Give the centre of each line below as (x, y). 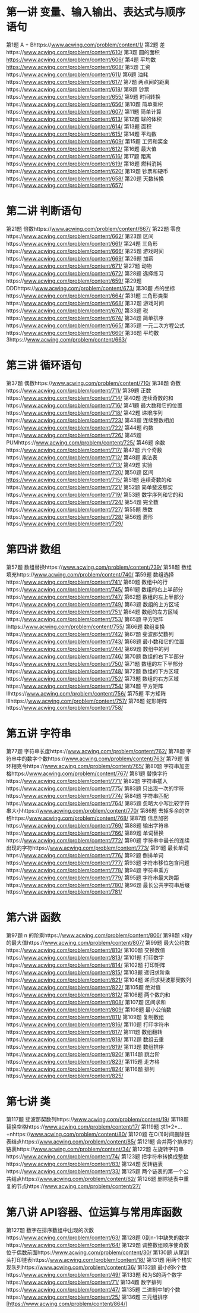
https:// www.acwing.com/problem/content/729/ (65, 524)
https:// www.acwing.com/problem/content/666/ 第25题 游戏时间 (85, 251)
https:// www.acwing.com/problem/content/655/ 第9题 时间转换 (83, 96)
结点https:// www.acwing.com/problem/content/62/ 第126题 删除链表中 (97, 1179)
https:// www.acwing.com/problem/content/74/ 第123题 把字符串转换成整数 (97, 1156)
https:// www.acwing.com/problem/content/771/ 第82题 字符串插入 (87, 781)
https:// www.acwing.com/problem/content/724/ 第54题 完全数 (83, 502)
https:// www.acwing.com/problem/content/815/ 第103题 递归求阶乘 (88, 972)
